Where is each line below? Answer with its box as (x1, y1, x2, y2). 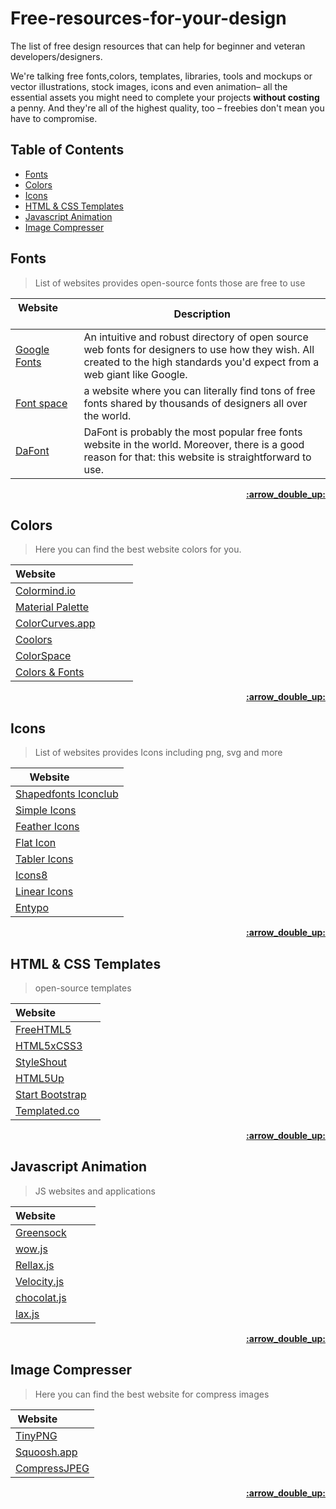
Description (173, 307, 231, 321)
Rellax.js (15, 1258, 55, 1272)
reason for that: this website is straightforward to (83, 450, 312, 464)
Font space (15, 396, 68, 410)
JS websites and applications (34, 1185, 156, 1197)
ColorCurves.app (15, 617, 96, 631)
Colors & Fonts (15, 665, 85, 679)
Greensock (15, 1225, 67, 1239)
